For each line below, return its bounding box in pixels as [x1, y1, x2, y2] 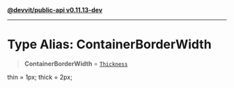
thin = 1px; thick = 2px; [7, 73, 73, 81]
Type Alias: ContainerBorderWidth [7, 37, 212, 53]
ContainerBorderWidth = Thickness [24, 59, 128, 68]
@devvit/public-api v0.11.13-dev [7, 6, 103, 14]
